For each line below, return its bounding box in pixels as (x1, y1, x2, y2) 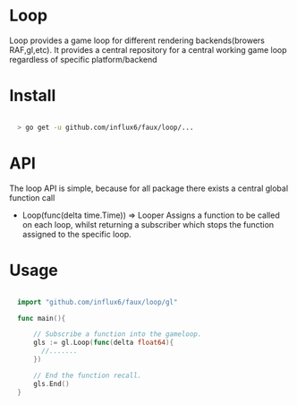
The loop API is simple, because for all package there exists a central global (9, 183, 289, 194)
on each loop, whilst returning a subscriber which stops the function (21, 219, 275, 229)
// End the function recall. (32, 371, 142, 380)
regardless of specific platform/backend (9, 54, 158, 65)
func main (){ (17, 314, 66, 323)
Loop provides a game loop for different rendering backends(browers (9, 35, 266, 46)
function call (9, 192, 55, 202)
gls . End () (32, 379, 70, 388)
